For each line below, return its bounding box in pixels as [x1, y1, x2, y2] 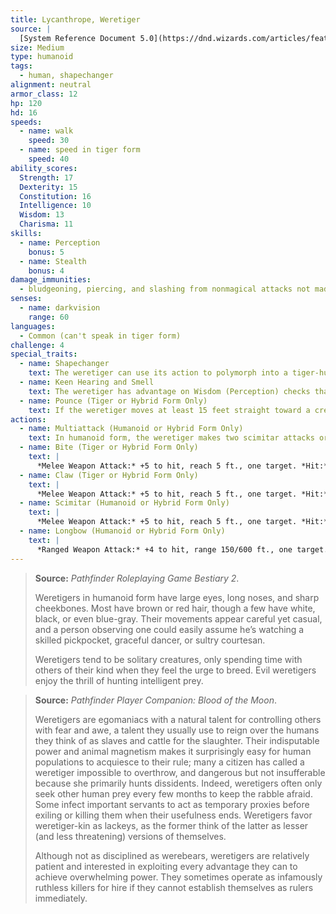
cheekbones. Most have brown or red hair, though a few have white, [34, 602, 316, 614]
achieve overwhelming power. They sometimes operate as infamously [34, 871, 323, 883]
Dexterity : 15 [19, 182, 78, 192]
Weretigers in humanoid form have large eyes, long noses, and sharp [34, 591, 320, 603]
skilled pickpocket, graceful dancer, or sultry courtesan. [34, 634, 266, 646]
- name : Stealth [19, 256, 87, 266]
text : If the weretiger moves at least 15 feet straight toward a [28, 405, 311, 415]
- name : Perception [19, 237, 101, 248]
